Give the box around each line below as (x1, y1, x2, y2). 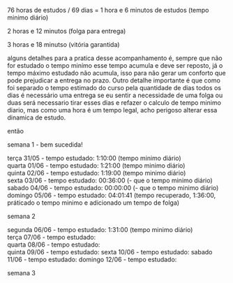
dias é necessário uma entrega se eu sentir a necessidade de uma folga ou (7, 91, 223, 99)
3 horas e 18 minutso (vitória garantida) (7, 41, 120, 48)
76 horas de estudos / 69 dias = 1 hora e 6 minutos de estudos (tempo (7, 6, 209, 14)
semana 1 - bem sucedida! (7, 140, 83, 149)
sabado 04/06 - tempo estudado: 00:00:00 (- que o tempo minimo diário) (7, 184, 219, 191)
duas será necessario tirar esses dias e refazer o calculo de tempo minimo (7, 99, 222, 107)
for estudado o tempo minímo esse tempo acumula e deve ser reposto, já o (7, 61, 223, 69)
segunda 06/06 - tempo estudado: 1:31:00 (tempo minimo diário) (7, 226, 193, 233)
